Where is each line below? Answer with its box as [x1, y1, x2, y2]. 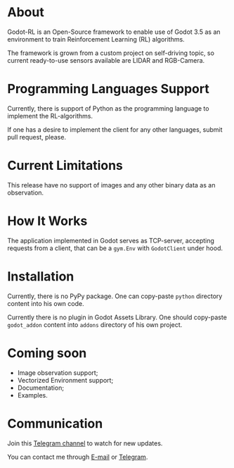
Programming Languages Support [7, 81, 209, 97]
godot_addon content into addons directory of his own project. [7, 320, 183, 328]
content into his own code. [7, 299, 84, 307]
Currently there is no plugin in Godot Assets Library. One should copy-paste [7, 313, 227, 321]
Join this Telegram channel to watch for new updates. [7, 438, 163, 448]
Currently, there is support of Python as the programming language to [7, 104, 209, 113]
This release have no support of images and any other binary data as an [7, 180, 216, 189]
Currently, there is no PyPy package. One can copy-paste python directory [7, 292, 223, 300]
